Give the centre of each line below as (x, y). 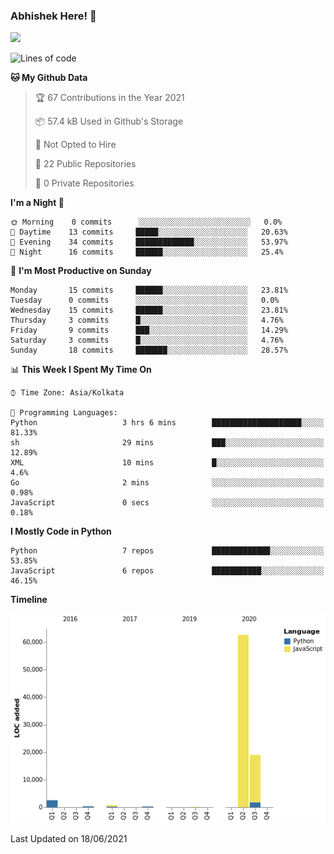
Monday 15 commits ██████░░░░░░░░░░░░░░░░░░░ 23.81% (149, 290)
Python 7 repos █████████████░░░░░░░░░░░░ (167, 551)
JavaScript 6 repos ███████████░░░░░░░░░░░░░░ (167, 571)
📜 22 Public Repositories (85, 164)
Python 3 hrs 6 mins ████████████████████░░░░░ (167, 423)
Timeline (29, 600)
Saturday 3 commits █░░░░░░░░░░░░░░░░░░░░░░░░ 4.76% (147, 340)
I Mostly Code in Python (61, 531)
